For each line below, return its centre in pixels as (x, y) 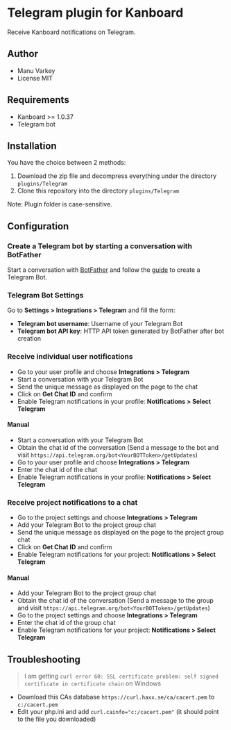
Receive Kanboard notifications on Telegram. (71, 32)
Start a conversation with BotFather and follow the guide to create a (104, 270)
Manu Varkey (36, 70)
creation (29, 339)
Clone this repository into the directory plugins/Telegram (98, 191)
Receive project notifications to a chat (72, 502)
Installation (32, 146)
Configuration (38, 226)
